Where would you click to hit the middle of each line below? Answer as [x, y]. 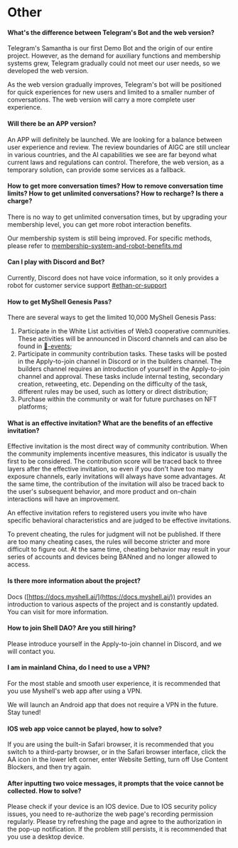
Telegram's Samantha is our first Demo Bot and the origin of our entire [110, 48]
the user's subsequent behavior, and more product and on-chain [102, 492]
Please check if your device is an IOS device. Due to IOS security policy [112, 807]
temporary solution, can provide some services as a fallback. [97, 170]
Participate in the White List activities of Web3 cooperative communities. [124, 331]
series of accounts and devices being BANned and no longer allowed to [112, 557]
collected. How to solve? [44, 790]
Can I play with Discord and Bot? [56, 262]
